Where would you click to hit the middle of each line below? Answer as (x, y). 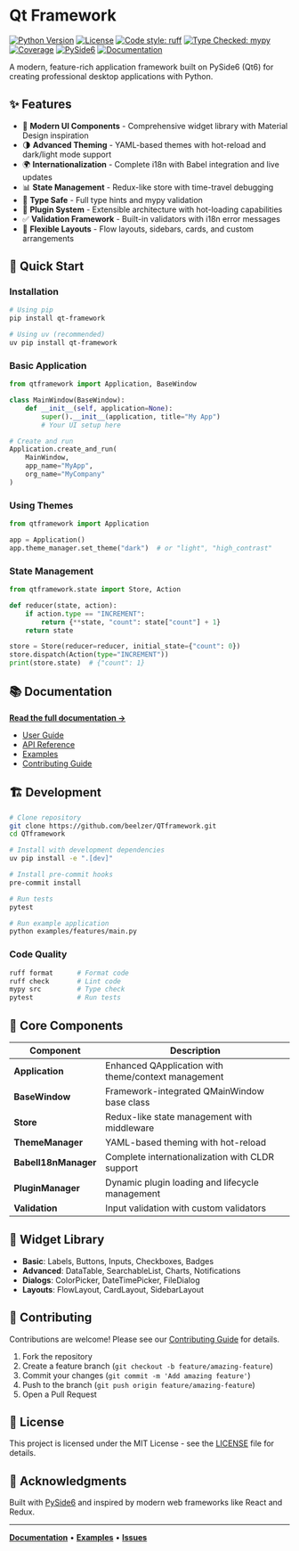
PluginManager (47, 1188)
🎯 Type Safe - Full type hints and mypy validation (112, 200)
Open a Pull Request (60, 1394)
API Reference (48, 744)
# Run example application (59, 923)
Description (195, 1050)
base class (128, 1102)
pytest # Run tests (65, 998)
